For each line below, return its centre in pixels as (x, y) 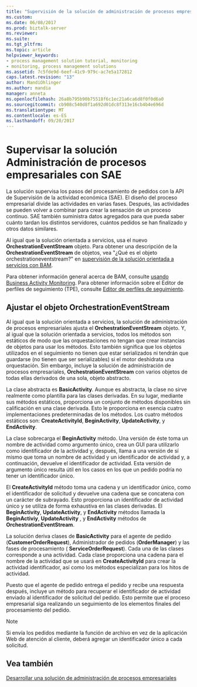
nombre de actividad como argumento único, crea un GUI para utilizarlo (93, 444)
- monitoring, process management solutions (61, 66)
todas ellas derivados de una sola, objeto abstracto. (68, 378)
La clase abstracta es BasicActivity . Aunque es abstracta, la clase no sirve (97, 389)
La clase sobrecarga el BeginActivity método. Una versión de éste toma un (97, 438)
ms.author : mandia (28, 88)
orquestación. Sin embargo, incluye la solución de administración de (89, 365)
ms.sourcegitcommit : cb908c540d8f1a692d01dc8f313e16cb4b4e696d (85, 104)
